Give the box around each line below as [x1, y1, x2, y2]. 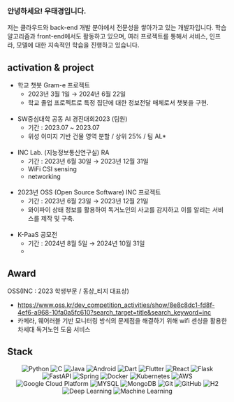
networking [27, 173, 61, 181]
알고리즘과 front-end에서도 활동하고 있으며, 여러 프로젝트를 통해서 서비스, [7, 32, 208, 41]
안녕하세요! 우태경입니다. [7, 6, 87, 15]
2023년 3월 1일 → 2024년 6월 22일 [27, 89, 126, 99]
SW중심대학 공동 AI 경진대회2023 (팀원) [17, 115, 128, 123]
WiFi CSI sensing [27, 165, 77, 173]
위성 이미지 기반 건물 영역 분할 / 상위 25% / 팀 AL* [27, 132, 166, 141]
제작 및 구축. [41, 215, 75, 223]
